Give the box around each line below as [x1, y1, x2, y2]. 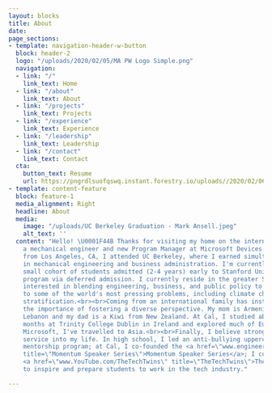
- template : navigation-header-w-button [8, 42, 147, 50]
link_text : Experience [23, 125, 100, 133]
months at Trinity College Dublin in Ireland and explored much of [23, 320, 255, 328]
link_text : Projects [23, 110, 92, 118]
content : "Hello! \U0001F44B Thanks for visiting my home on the [15, 238, 241, 246]
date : [8, 27, 27, 35]
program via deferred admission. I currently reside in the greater [23, 275, 259, 283]
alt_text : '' [23, 230, 67, 239]
